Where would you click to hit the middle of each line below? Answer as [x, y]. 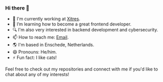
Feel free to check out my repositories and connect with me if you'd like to [82, 69]
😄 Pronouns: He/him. [34, 52]
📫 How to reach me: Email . [40, 37]
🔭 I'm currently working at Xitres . [46, 19]
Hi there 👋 [17, 8]
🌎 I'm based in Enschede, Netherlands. [53, 45]
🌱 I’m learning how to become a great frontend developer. [72, 24]
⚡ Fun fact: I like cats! [34, 57]
